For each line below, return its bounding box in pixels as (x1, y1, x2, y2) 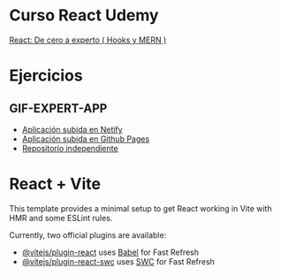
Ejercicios (9, 65, 83, 86)
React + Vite (9, 174, 102, 195)
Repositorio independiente (21, 142, 118, 153)
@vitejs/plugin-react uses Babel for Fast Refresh (21, 247, 200, 257)
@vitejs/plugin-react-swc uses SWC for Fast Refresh (21, 256, 215, 266)
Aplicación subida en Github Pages (21, 134, 150, 144)
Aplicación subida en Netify (21, 124, 123, 134)
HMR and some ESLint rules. (9, 212, 113, 223)
